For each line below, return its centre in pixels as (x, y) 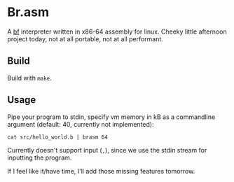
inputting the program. (40, 157)
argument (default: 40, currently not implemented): (81, 124)
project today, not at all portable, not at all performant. (85, 38)
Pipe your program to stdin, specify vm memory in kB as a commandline (111, 117)
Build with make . (30, 78)
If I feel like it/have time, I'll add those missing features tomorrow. (101, 171)
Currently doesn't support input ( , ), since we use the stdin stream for (107, 150)
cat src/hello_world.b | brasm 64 (58, 137)
